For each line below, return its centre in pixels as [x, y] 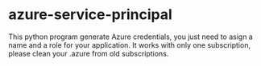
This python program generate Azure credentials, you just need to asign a [131, 37]
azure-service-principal [91, 15]
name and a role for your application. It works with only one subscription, [130, 45]
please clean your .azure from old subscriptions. [89, 53]
